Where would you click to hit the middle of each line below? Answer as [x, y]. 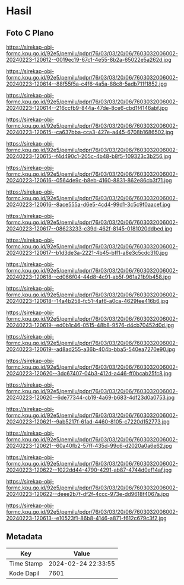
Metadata [24, 537]
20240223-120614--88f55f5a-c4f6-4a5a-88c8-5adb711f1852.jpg [87, 84]
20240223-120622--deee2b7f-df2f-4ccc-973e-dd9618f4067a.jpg [88, 494]
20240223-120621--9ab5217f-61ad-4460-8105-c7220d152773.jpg [88, 422]
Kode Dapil [24, 573]
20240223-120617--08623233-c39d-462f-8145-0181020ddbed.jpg [89, 229]
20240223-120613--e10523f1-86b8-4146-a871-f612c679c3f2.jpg [87, 518]
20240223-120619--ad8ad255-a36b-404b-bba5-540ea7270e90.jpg [91, 349]
